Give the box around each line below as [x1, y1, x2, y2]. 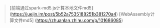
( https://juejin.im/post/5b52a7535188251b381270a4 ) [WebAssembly [9, 11, 151, 17]
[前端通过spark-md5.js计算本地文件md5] [9, 5, 93, 10]
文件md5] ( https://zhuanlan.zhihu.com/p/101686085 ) [14, 17, 123, 23]
